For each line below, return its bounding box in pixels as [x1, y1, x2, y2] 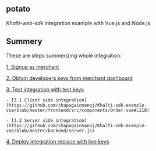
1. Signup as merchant [6, 63, 59, 70]
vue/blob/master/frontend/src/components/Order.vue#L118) [6, 107, 150, 113]
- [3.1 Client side [6, 97, 54, 103]
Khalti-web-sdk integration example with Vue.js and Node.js [6, 19, 151, 26]
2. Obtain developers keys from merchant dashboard [6, 75, 133, 82]
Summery [6, 37, 42, 47]
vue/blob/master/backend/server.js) [6, 128, 95, 134]
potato [6, 4, 31, 14]
